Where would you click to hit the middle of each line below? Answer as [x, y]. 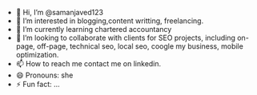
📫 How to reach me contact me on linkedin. [88, 63]
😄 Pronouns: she [44, 75]
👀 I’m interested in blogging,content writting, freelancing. [110, 21]
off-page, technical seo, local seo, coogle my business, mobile [141, 46]
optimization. [37, 55]
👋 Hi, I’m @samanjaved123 [60, 12]
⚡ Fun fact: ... [38, 84]
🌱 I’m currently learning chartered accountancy [94, 29]
